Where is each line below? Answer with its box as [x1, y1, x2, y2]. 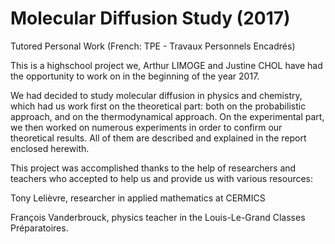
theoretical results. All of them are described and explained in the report [10, 132, 307, 144]
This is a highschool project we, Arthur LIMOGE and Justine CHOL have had [10, 59, 323, 71]
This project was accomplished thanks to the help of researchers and [10, 162, 297, 174]
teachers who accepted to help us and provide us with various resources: [10, 172, 314, 184]
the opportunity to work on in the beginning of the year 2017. [10, 70, 260, 82]
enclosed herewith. [10, 142, 90, 154]
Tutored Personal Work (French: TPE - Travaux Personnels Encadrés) [10, 40, 296, 52]
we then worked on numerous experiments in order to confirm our [10, 121, 283, 133]
